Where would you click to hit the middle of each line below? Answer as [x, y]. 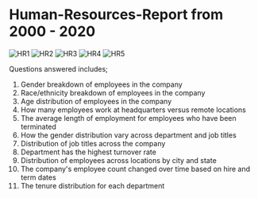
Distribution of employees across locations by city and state [118, 160]
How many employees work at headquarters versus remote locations [133, 110]
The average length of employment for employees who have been [128, 118]
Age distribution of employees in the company [96, 101]
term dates [38, 177]
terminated [38, 126]
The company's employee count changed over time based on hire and [135, 169]
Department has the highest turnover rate [89, 152]
